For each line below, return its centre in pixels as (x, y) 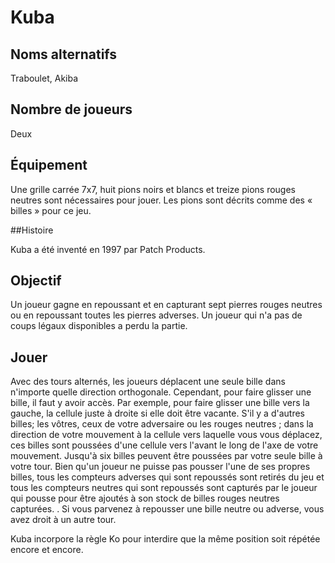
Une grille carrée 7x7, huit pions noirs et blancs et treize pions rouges (153, 189)
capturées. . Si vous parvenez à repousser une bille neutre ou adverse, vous (167, 509)
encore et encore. (47, 550)
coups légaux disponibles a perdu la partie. (99, 326)
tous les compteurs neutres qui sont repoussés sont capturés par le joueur (164, 488)
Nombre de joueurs (71, 109)
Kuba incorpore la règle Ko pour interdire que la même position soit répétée (165, 539)
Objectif (36, 281)
